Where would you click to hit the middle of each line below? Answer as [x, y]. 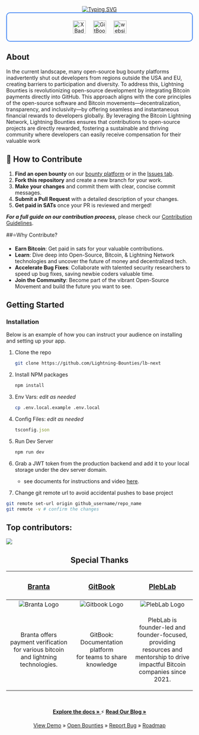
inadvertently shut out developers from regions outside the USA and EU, [94, 78]
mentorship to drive [162, 657]
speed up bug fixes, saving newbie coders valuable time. [84, 274]
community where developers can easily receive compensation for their [94, 134]
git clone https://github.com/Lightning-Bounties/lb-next [88, 363]
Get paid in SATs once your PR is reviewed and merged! [83, 205]
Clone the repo [33, 353]
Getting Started [35, 305]
